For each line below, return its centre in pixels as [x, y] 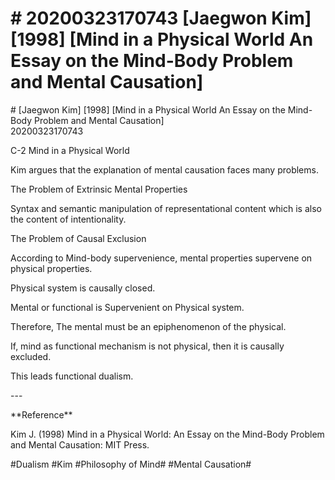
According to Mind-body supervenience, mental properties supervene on [161, 258]
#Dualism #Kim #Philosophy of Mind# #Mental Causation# [131, 464]
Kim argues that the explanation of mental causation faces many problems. [164, 169]
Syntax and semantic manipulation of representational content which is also [166, 208]
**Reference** [41, 414]
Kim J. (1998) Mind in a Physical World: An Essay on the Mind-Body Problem [167, 434]
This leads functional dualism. [72, 376]
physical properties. [51, 268]
